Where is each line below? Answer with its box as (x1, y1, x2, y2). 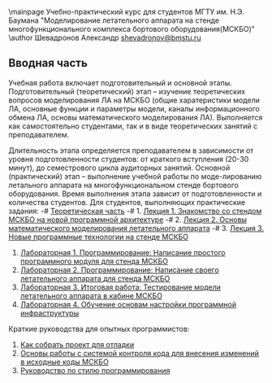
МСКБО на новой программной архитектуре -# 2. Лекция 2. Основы (8, 215, 248, 224)
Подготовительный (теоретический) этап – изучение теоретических (8, 86, 246, 96)
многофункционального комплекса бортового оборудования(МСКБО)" (8, 24, 256, 33)
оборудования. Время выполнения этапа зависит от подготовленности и (8, 189, 262, 198)
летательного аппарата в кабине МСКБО (19, 290, 162, 300)
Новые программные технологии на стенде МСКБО (8, 232, 189, 242)
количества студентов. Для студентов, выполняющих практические (8, 197, 246, 207)
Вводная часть (8, 56, 88, 70)
